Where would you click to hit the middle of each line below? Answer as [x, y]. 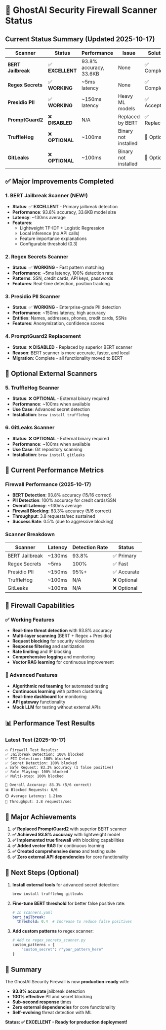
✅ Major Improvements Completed [60, 182]
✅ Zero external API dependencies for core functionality [70, 857]
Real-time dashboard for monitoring [49, 696]
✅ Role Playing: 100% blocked [37, 772]
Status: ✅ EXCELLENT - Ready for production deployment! [66, 1022]
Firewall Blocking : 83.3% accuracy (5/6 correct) [62, 511]
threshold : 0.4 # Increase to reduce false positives [75, 922]
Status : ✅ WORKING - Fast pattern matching [58, 267]
